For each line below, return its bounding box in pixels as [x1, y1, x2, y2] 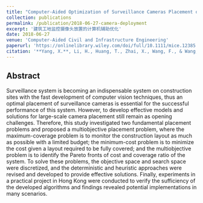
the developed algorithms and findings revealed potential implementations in [6, 183, 197, 191]
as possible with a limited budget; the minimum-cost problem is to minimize [6, 138, 195, 145]
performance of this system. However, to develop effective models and [6, 106, 183, 113]
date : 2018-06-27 [6, 32, 50, 38]
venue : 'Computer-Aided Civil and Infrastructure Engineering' [6, 37, 169, 43]
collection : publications [6, 15, 71, 21]
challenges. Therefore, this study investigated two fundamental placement [6, 119, 192, 126]
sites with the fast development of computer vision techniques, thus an [6, 93, 183, 101]
